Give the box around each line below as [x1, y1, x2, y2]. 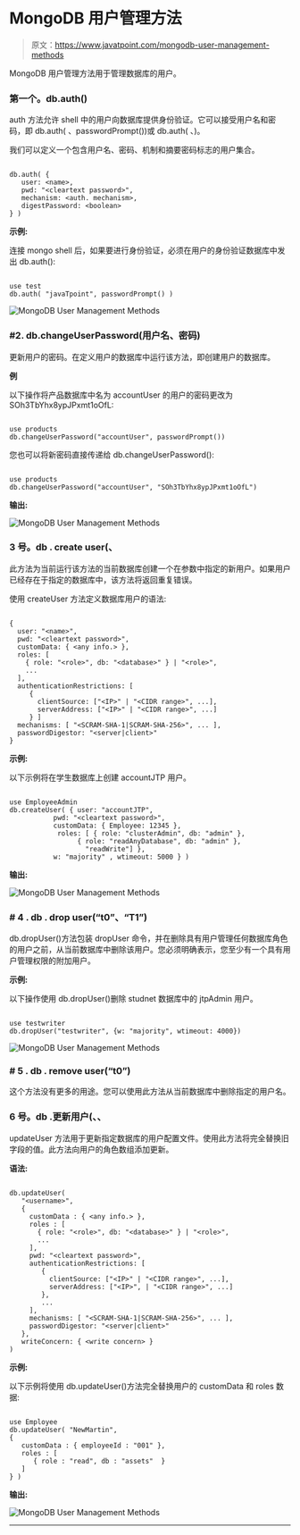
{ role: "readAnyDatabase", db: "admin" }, [77, 836, 242, 845]
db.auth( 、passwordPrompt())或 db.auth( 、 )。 [34, 126, 205, 137]
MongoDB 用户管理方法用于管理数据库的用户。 [9, 68, 181, 79]
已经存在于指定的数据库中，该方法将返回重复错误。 [9, 574, 197, 585]
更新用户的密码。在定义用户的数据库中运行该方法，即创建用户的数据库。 [9, 351, 275, 362]
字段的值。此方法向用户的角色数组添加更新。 [9, 1144, 174, 1154]
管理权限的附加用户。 [16, 955, 96, 966]
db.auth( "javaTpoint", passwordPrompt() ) [9, 289, 174, 299]
